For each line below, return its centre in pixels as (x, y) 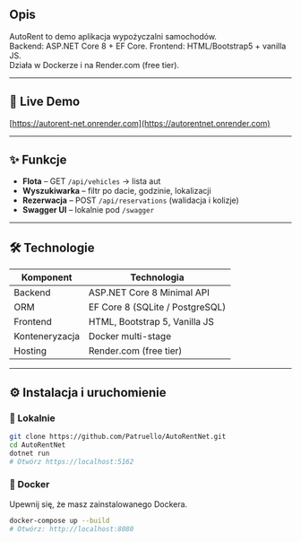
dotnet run (30, 453)
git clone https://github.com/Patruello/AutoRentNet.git (118, 436)
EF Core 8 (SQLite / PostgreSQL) (157, 307)
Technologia (157, 277)
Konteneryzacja (47, 337)
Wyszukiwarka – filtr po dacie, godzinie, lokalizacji (117, 191)
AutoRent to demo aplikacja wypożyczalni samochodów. (113, 36)
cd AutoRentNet (38, 445)
